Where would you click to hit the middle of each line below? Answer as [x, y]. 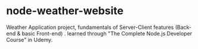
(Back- [183, 27]
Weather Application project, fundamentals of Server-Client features [90, 27]
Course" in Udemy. [30, 40]
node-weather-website [65, 11]
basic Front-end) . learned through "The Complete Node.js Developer [107, 33]
